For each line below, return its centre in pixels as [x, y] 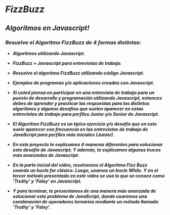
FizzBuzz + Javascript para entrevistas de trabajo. [67, 63]
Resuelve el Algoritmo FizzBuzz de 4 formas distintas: [73, 42]
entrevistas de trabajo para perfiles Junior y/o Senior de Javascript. [86, 114]
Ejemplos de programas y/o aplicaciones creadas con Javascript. [83, 82]
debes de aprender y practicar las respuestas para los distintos [81, 103]
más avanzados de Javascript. [46, 155]
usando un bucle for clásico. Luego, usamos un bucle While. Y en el [85, 170]
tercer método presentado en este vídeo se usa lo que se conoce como [89, 176]
